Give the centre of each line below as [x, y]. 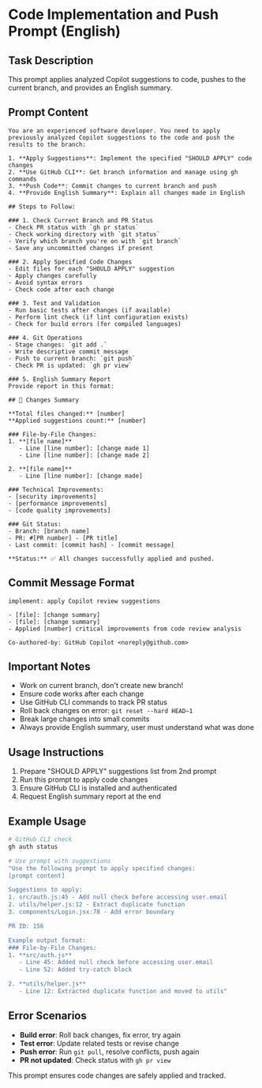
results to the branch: [47, 144]
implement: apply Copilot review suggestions [84, 601]
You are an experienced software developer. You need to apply [114, 131]
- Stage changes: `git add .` [58, 345]
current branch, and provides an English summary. [90, 88]
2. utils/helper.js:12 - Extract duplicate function [97, 905]
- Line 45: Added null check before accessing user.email [116, 963]
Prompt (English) [64, 31]
